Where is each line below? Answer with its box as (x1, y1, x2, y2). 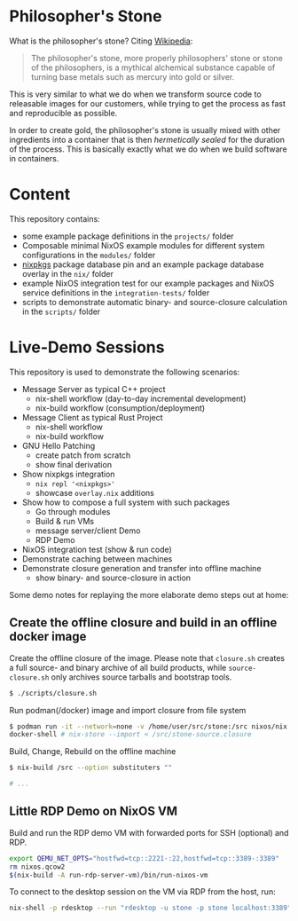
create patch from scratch (35, 450, 131, 460)
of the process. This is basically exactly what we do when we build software (9, 144, 287, 154)
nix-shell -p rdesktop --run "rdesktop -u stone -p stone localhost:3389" (9, 903, 292, 913)
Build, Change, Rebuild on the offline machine (9, 746, 176, 757)
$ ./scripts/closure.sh (9, 689, 98, 697)
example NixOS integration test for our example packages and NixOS (21, 278, 275, 288)
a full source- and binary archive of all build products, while (9, 662, 227, 673)
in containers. (9, 153, 59, 163)
